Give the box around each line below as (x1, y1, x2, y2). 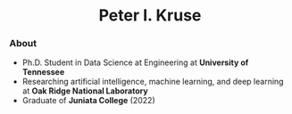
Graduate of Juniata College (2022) (21, 95, 155, 106)
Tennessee (21, 67, 65, 77)
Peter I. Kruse (98, 5, 202, 26)
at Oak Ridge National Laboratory (21, 85, 149, 96)
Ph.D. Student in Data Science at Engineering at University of (21, 57, 249, 68)
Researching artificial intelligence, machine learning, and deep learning (21, 77, 284, 87)
